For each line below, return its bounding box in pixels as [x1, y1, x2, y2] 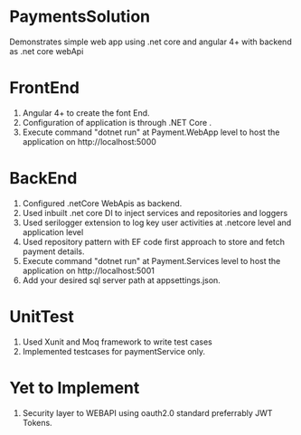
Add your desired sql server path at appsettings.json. [22, 274, 221, 286]
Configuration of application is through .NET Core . [22, 117, 212, 128]
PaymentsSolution [9, 6, 151, 27]
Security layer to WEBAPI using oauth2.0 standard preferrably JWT [22, 407, 273, 418]
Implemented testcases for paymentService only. [22, 345, 206, 356]
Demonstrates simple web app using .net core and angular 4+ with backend [9, 36, 292, 47]
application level [22, 226, 84, 237]
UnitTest [9, 307, 74, 326]
